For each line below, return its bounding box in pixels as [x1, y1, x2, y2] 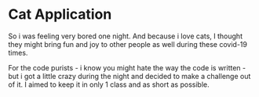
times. [8, 48, 28, 57]
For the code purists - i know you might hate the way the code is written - [8, 63, 246, 72]
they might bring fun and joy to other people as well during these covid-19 [8, 39, 247, 48]
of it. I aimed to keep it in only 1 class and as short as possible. [8, 80, 210, 89]
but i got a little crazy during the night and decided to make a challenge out [8, 71, 251, 81]
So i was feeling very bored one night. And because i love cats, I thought [8, 31, 243, 41]
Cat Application [8, 5, 112, 23]
